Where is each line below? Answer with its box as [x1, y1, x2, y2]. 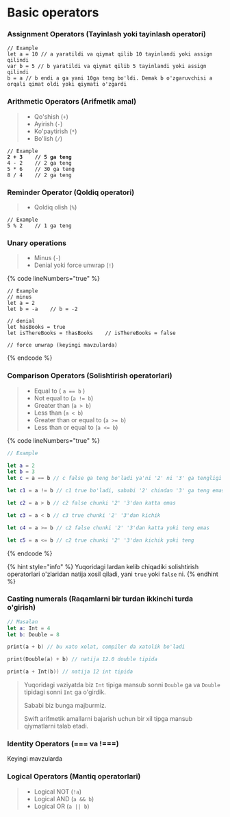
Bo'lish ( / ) [34, 134, 63, 142]
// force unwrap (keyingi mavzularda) [7, 342, 118, 349]
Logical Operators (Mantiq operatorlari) [7, 772, 141, 781]
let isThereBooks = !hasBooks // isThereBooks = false [7, 330, 176, 337]
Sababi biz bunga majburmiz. [23, 702, 107, 710]
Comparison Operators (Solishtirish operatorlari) [7, 371, 172, 380]
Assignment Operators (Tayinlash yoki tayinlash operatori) [7, 30, 207, 39]
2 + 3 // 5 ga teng [7, 153, 72, 161]
